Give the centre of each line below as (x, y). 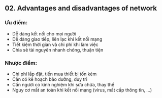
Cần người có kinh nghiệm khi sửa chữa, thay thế (63, 84)
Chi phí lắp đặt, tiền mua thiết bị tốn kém (54, 74)
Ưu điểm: (16, 23)
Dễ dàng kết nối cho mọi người (44, 34)
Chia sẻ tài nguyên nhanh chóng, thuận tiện (58, 50)
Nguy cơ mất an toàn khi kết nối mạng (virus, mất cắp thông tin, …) (82, 90)
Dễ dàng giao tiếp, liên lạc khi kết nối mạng (57, 39)
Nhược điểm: (21, 63)
